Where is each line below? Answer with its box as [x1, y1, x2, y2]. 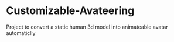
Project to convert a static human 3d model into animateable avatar [6, 23, 168, 30]
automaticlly [6, 29, 36, 36]
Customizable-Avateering [6, 4, 135, 17]
